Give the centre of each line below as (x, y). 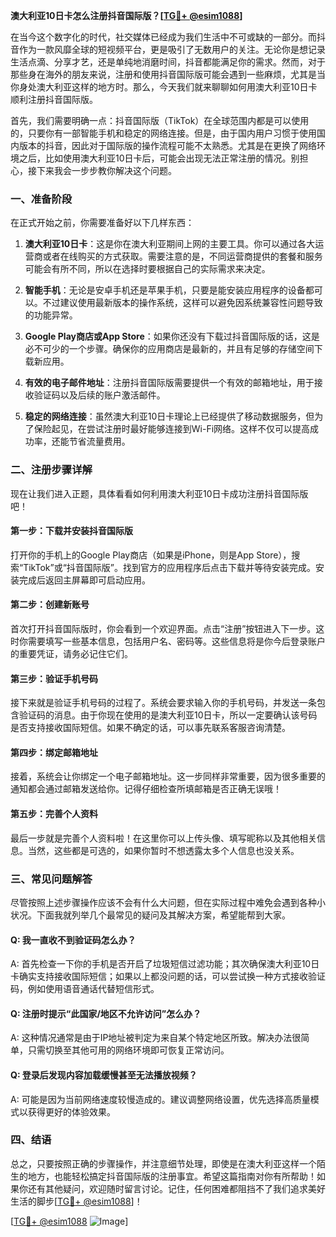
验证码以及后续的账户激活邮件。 (99, 395)
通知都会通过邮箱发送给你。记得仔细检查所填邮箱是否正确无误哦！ (146, 789)
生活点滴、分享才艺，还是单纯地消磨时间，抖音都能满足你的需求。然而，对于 (168, 62)
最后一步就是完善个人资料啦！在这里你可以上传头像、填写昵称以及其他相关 (163, 838)
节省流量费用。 (99, 441)
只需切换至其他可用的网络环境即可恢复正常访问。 (128, 1050)
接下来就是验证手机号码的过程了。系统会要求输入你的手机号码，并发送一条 (163, 703)
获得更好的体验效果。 (71, 1111)
